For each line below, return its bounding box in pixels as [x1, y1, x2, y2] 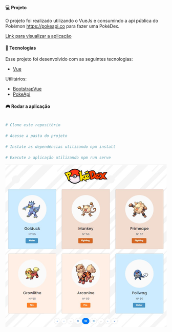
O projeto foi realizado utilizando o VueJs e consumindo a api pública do [5, 18, 159, 24]
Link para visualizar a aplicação [5, 33, 72, 39]
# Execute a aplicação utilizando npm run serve [5, 155, 111, 160]
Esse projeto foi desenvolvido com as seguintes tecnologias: [5, 56, 133, 62]
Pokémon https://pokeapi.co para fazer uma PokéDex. [5, 23, 120, 29]
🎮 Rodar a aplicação [5, 103, 50, 109]
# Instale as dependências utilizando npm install [5, 144, 116, 149]
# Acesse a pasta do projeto [5, 134, 68, 139]
